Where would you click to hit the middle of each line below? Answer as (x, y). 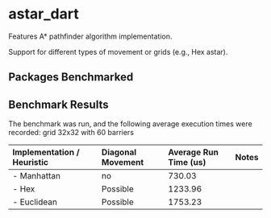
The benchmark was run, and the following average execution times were (130, 124)
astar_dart (44, 14)
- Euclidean (35, 202)
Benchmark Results (58, 104)
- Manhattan (36, 176)
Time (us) (187, 162)
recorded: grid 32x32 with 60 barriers (71, 133)
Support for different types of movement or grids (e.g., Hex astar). (118, 51)
